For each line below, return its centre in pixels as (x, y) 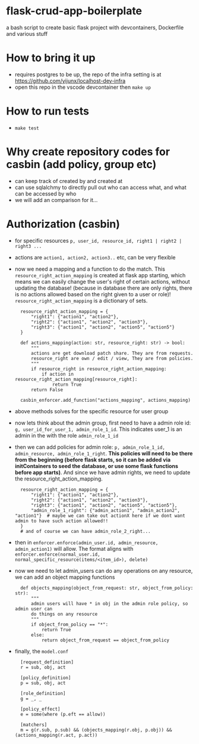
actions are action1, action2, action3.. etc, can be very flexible (95, 257)
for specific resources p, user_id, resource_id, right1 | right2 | (98, 240)
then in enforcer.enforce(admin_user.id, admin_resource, (86, 542)
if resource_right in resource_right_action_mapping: (99, 369)
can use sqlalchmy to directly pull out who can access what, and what (101, 187)
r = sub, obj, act (43, 667)
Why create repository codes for (88, 152)
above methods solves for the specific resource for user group (91, 411)
